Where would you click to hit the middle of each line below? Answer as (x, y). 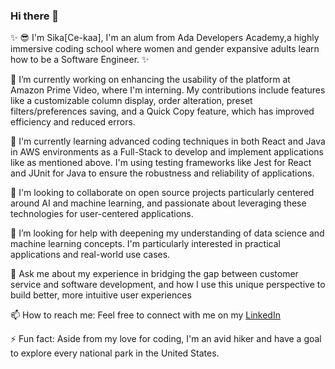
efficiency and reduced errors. (73, 122)
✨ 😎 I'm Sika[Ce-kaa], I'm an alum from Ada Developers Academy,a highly (165, 38)
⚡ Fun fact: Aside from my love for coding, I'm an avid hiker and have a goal (166, 339)
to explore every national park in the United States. (115, 353)
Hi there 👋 (35, 16)
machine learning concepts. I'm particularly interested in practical (145, 244)
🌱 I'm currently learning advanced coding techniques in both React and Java (168, 141)
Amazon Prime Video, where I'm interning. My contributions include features (168, 90)
